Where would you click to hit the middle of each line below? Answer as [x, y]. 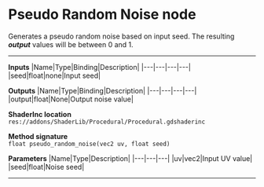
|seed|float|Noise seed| [46, 167]
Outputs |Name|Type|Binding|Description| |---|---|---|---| [103, 90]
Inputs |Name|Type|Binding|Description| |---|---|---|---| [99, 67]
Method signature [38, 136]
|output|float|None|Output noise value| [71, 99]
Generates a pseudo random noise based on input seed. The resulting [121, 36]
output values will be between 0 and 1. [71, 44]
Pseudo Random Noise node [102, 15]
